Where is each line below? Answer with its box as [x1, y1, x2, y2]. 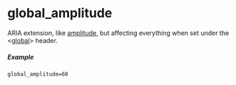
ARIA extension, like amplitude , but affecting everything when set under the [7, 29, 230, 37]
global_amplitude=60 [7, 70, 69, 78]
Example [7, 52, 34, 61]
